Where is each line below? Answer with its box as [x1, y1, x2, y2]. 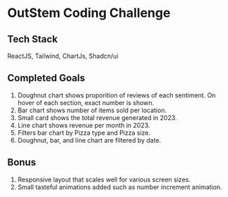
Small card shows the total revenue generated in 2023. [17, 113, 178, 121]
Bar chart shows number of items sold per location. [17, 106, 167, 114]
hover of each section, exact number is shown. [17, 98, 155, 107]
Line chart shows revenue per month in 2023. [17, 121, 150, 129]
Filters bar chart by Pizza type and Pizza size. [17, 129, 151, 137]
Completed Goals [7, 72, 85, 84]
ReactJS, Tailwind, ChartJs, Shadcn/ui [7, 52, 119, 60]
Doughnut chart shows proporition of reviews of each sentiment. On [17, 90, 216, 100]
